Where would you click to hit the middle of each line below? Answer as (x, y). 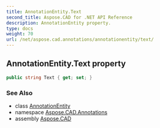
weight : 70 (20, 34)
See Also (19, 93)
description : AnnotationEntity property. (59, 23)
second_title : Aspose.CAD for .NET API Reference (70, 17)
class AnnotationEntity (43, 106)
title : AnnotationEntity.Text (44, 12)
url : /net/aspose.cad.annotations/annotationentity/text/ (80, 39)
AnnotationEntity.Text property (66, 64)
